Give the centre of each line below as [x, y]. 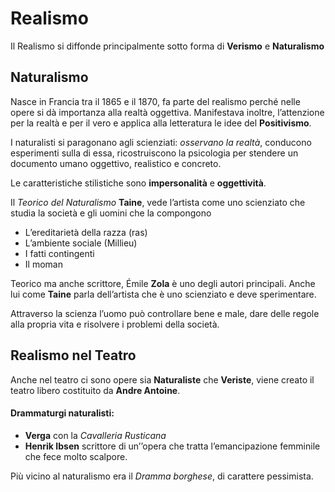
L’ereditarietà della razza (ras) [86, 232]
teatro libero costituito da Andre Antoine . [95, 390]
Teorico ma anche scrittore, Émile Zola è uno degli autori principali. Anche [163, 283]
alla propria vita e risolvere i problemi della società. [115, 324]
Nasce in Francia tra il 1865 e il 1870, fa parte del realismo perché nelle [155, 101]
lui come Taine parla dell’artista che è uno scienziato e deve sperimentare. [163, 294]
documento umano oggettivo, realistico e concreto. [116, 163]
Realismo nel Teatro [73, 355]
